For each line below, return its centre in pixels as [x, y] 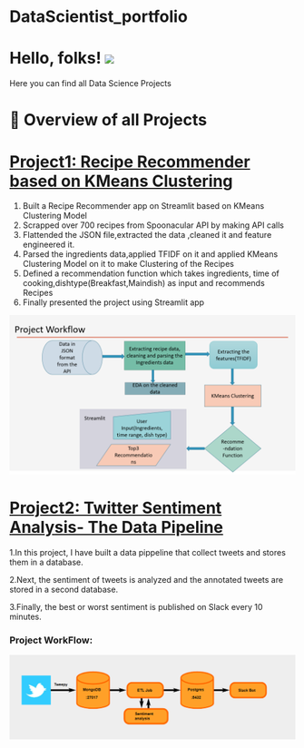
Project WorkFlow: [51, 640]
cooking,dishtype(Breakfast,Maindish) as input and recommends [143, 283]
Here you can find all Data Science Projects [91, 84]
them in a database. [46, 562]
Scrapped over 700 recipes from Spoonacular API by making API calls [153, 225]
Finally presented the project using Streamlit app [113, 302]
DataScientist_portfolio [98, 17]
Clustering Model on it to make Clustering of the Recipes [128, 264]
